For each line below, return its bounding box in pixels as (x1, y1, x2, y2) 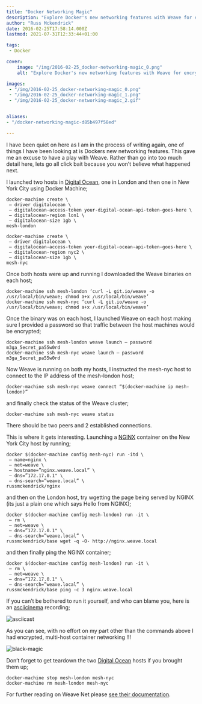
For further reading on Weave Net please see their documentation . (6, 691, 171, 698)
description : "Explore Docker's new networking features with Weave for (6, 14, 192, 20)
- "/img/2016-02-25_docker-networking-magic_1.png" (8, 92, 141, 98)
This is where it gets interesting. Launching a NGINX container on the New (6, 433, 191, 441)
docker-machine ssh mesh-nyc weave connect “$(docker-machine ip (6, 383, 173, 389)
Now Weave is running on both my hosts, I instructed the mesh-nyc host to (6, 365, 192, 372)
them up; (6, 663, 29, 670)
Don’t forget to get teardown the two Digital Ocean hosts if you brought (6, 656, 183, 664)
